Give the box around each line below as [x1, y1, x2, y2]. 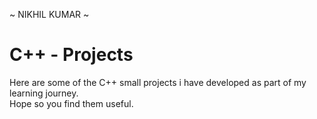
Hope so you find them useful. [9, 97, 134, 109]
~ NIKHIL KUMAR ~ [9, 9, 90, 20]
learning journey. [9, 87, 79, 99]
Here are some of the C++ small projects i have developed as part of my [9, 76, 307, 88]
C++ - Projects [9, 44, 134, 66]
